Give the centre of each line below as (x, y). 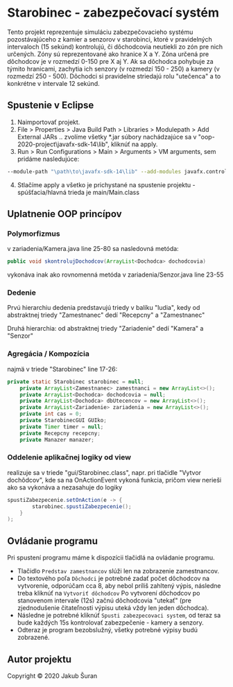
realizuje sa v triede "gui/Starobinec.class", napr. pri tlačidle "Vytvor (104, 472)
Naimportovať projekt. (49, 122)
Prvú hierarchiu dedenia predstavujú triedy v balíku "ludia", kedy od (104, 308)
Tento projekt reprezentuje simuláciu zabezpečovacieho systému (100, 32)
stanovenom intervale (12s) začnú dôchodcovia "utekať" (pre (104, 600)
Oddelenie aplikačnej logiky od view (69, 458)
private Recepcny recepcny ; (60, 433)
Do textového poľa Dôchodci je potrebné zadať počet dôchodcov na (113, 579)
